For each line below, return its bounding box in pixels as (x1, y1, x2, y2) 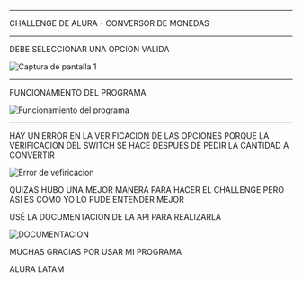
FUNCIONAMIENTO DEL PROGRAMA (9, 87, 147, 97)
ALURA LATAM (9, 264, 65, 275)
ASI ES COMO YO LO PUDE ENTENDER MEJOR (9, 195, 184, 205)
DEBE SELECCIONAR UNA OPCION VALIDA (9, 44, 170, 54)
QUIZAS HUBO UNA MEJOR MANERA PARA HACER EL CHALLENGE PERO (9, 185, 285, 195)
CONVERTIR (9, 150, 56, 160)
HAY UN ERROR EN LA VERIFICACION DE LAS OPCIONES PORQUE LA (9, 131, 270, 141)
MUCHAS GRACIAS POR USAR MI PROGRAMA (9, 247, 182, 257)
